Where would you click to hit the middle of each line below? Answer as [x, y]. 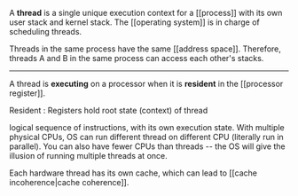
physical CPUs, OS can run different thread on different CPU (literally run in [146, 137]
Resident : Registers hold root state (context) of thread [109, 110]
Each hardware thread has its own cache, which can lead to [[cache [133, 173]
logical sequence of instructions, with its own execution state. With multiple [147, 127]
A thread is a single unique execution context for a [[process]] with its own [146, 13]
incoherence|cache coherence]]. [69, 182]
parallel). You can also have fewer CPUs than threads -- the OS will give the [147, 146]
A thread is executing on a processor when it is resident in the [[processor [146, 84]
